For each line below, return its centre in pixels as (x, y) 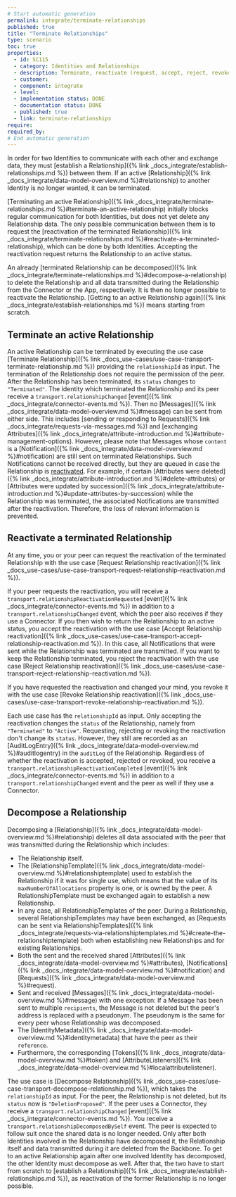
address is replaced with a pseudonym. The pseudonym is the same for (121, 1015)
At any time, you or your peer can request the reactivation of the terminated (117, 555)
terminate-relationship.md (45, 367)
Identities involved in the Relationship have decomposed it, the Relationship (116, 1141)
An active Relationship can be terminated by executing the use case (105, 352)
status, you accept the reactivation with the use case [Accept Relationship (115, 628)
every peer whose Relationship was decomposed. (90, 1022)
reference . (33, 1045)
